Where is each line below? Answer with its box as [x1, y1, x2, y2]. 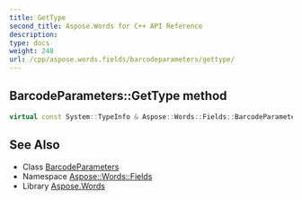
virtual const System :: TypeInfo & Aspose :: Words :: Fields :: [9, 112, 235, 122]
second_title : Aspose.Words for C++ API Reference [9, 22, 203, 31]
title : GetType [9, 13, 67, 23]
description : [9, 30, 58, 39]
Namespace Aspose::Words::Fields [22, 170, 153, 181]
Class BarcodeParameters [22, 161, 120, 172]
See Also [9, 137, 60, 153]
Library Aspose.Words [22, 180, 106, 191]
